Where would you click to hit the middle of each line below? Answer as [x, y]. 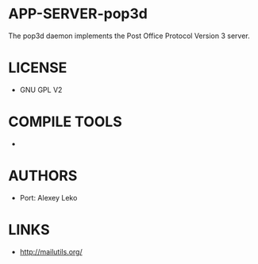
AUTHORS [43, 176]
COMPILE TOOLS [65, 122]
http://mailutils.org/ [51, 251]
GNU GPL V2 [41, 90]
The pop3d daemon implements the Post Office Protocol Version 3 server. [129, 36]
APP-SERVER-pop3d [78, 14]
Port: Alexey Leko [48, 197]
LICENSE [38, 68]
